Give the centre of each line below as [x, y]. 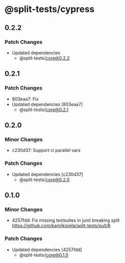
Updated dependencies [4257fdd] [47, 249]
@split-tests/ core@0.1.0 [44, 255]
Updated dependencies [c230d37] [47, 174]
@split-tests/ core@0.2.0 [45, 179]
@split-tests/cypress [50, 9]
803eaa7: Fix [25, 99]
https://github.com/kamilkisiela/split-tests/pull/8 [61, 225]
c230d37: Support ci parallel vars [46, 150]
